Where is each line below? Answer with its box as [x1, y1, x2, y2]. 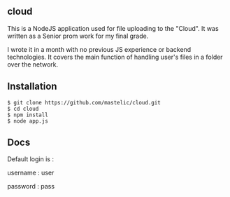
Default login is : [7, 155, 55, 163]
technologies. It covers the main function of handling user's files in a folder [7, 53, 223, 61]
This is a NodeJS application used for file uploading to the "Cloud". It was [7, 24, 219, 32]
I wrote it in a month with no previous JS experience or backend [7, 45, 192, 53]
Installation [7, 81, 57, 93]
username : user [7, 168, 55, 177]
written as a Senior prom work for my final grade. [7, 32, 149, 40]
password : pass [7, 182, 55, 191]
